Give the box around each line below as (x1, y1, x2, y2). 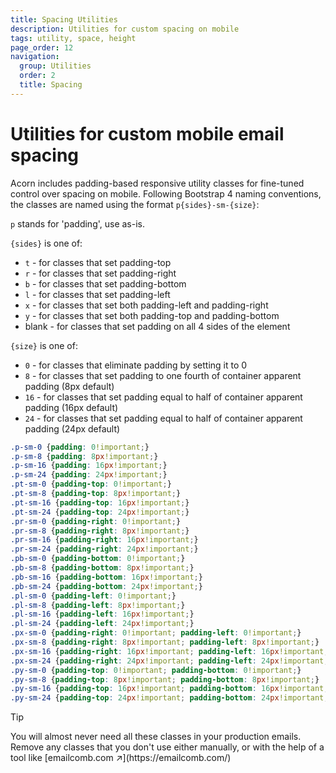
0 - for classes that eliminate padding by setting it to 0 (24, 359, 248, 371)
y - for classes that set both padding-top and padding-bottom (24, 309, 280, 321)
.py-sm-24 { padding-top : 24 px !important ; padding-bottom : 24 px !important (10, 693, 325, 703)
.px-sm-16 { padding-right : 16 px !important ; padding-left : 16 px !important (10, 646, 325, 656)
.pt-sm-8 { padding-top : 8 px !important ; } (10, 489, 182, 499)
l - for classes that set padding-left (24, 288, 171, 300)
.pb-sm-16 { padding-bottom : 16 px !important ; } (10, 572, 203, 582)
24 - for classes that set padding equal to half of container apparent (24, 412, 303, 424)
